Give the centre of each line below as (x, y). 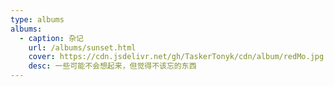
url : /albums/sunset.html (82, 47)
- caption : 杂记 (51, 38)
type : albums (37, 19)
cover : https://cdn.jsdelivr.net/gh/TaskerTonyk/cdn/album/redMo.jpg (176, 57)
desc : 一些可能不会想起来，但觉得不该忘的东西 (112, 66)
